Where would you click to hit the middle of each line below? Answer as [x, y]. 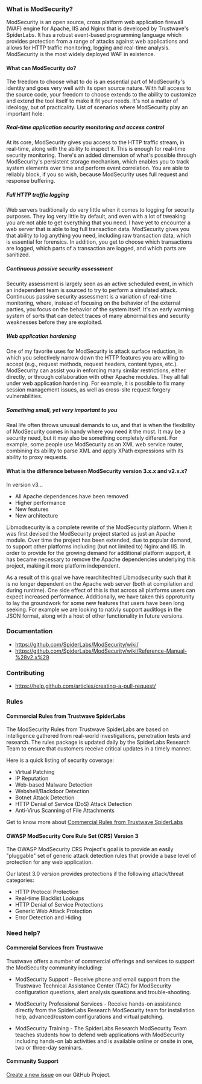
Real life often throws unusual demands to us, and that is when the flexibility [101, 425]
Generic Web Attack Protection [53, 911]
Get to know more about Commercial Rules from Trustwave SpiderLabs [95, 822]
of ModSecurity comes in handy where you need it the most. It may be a [96, 432]
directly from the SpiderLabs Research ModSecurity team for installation [105, 1010]
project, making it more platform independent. [63, 565]
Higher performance [40, 502]
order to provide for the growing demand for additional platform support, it [99, 553]
